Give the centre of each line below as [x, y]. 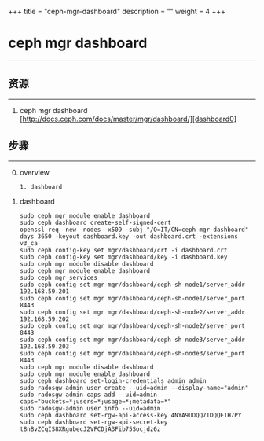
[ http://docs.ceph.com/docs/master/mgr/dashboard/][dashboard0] [128, 119]
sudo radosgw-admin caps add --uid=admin [88, 395]
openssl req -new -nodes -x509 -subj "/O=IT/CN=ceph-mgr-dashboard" [134, 230]
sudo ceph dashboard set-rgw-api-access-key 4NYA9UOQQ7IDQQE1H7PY [130, 415]
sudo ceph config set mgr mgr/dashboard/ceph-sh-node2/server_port [132, 325]
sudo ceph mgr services [59, 277]
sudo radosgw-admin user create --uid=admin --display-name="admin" [134, 388]
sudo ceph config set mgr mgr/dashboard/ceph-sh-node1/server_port [132, 298]
